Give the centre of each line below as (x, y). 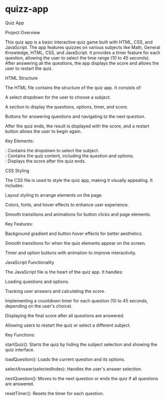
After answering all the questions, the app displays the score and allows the (82, 63)
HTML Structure (21, 78)
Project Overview (23, 32)
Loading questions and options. (37, 282)
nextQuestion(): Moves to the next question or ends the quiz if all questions (82, 378)
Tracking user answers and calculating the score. (55, 291)
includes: (14, 185)
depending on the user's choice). (39, 306)
